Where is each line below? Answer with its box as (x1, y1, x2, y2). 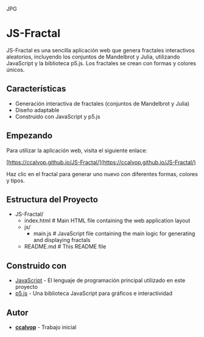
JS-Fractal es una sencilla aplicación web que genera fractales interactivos (6, 46, 195, 54)
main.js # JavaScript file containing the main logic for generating (33, 230, 195, 237)
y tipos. (6, 177, 26, 184)
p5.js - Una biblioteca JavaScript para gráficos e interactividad (15, 289, 172, 297)
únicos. (6, 66, 25, 73)
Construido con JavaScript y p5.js (15, 113, 100, 120)
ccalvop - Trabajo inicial (15, 324, 77, 331)
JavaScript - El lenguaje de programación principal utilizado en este (15, 277, 186, 284)
